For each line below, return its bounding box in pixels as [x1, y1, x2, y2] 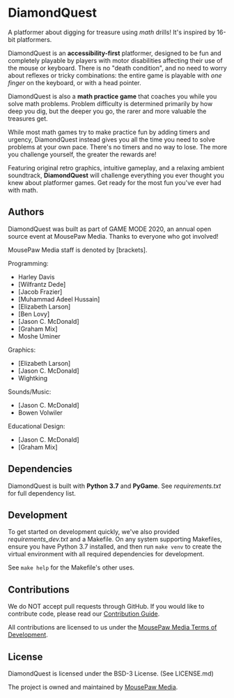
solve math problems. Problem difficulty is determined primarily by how [8, 99, 213, 107]
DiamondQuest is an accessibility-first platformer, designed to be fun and [8, 49, 221, 57]
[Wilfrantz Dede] [17, 280, 66, 288]
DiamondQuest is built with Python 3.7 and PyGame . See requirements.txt [8, 482, 221, 490]
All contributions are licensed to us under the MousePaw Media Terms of [8, 623, 217, 632]
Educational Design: [8, 422, 65, 430]
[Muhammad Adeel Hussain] [17, 295, 100, 303]
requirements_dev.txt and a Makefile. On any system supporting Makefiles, [8, 535, 222, 544]
